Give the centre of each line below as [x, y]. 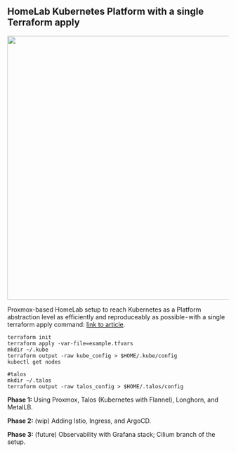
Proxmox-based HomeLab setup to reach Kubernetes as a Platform [104, 310]
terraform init [29, 337]
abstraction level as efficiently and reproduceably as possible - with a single [116, 317]
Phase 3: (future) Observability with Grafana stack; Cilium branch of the [111, 434]
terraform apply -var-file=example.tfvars [70, 343]
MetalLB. [20, 407]
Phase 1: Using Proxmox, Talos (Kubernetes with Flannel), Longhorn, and [113, 400]
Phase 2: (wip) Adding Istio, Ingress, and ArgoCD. [79, 421]
